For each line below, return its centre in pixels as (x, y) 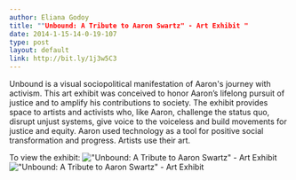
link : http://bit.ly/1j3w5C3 (63, 59)
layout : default (39, 51)
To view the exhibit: (45, 157)
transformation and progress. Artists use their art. (100, 140)
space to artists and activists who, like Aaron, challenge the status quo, (140, 112)
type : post (29, 42)
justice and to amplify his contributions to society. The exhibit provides (139, 102)
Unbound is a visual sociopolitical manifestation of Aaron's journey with (140, 84)
